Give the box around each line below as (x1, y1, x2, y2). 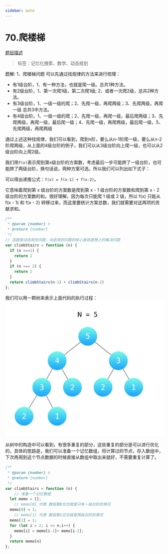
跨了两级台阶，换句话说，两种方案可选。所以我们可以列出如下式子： (9, 166, 150, 172)
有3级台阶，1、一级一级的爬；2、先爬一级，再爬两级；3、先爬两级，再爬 (12, 100, 163, 106)
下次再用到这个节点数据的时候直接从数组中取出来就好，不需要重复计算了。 (5, 454, 159, 460)
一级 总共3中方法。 (12, 106, 52, 112)
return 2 (14, 269, 33, 274)
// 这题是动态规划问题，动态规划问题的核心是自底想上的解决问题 (5, 237, 120, 243)
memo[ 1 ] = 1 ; (10, 517, 37, 523)
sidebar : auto (5, 8, 35, 13)
